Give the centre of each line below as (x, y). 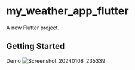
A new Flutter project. (33, 28)
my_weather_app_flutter (67, 11)
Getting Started (36, 46)
